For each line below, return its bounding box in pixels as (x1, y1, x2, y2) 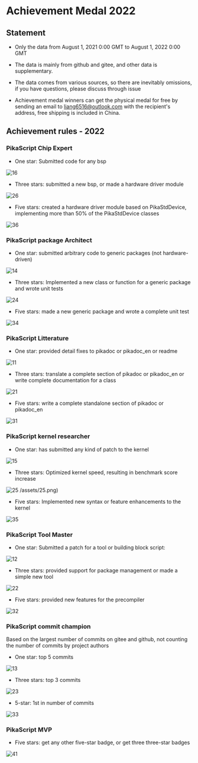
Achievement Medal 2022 (6, 4, 136, 18)
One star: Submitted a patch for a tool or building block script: (14, 543, 165, 551)
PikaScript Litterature (6, 334, 69, 342)
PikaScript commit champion (6, 622, 91, 630)
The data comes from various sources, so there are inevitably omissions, (14, 79, 192, 86)
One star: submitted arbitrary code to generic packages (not (14, 249, 162, 256)
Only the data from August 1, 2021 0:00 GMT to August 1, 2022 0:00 (14, 43, 181, 50)
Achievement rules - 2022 (6, 126, 105, 137)
